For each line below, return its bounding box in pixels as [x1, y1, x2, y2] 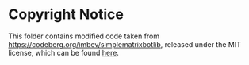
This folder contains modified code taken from [8, 31, 160, 41]
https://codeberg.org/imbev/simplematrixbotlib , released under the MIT [8, 39, 242, 49]
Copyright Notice [8, 5, 125, 23]
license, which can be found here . [8, 48, 119, 57]
